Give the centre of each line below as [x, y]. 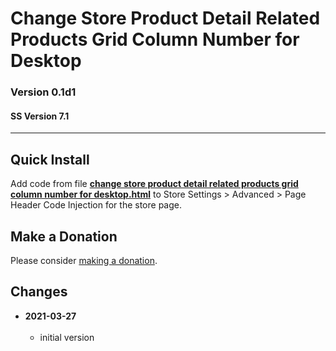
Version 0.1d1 [43, 92]
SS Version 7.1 [40, 116]
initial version [67, 337]
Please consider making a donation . [84, 260]
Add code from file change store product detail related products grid [154, 184]
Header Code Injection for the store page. [96, 205]
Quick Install [50, 159]
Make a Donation [64, 236]
